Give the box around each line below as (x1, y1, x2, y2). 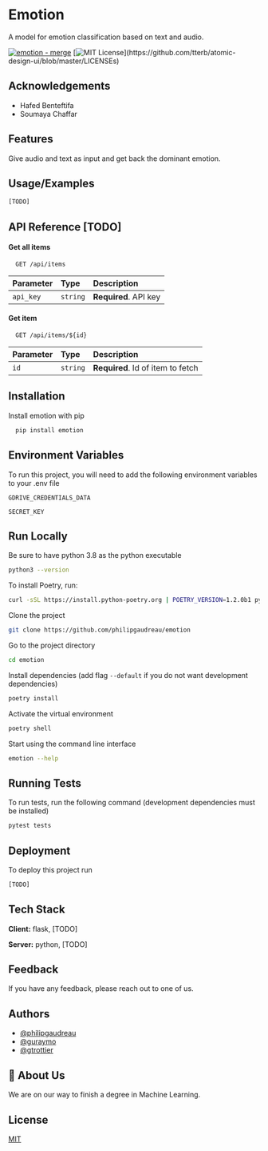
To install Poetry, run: (8, 580, 78, 590)
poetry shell (8, 724, 52, 732)
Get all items (8, 243, 51, 252)
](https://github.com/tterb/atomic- (123, 47, 236, 57)
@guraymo (19, 1037, 57, 1046)
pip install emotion (15, 426, 84, 434)
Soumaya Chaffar (19, 109, 78, 118)
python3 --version (8, 566, 69, 574)
